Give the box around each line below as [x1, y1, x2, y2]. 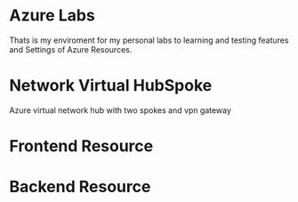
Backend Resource [9, 177, 151, 197]
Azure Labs [9, 5, 95, 26]
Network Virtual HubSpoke [9, 76, 213, 96]
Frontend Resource [9, 136, 154, 157]
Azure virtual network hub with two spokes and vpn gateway [9, 104, 231, 116]
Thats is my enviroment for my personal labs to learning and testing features [9, 35, 289, 45]
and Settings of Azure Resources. [9, 44, 133, 54]
